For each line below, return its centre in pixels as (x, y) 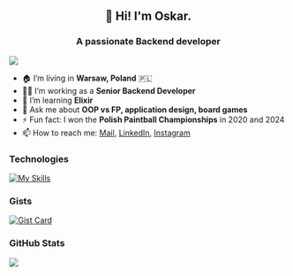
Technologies (39, 158)
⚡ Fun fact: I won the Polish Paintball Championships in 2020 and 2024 (153, 119)
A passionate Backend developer (148, 42)
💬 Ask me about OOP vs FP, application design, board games (135, 109)
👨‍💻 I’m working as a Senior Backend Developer (109, 90)
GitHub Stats (37, 243)
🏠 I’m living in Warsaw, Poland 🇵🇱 (87, 78)
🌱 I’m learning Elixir (57, 100)
